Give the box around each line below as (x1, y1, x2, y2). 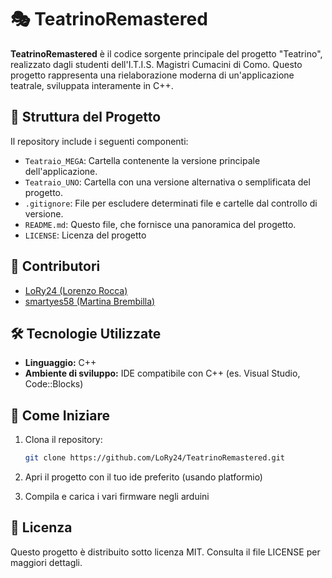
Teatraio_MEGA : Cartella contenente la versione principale (24, 154, 261, 166)
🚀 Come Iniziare (10, 407, 110, 424)
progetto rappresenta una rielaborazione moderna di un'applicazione (10, 69, 295, 81)
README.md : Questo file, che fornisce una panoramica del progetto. (24, 218, 297, 230)
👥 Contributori (10, 258, 101, 275)
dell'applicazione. (24, 165, 98, 177)
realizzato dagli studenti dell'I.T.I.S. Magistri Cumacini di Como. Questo (10, 58, 303, 70)
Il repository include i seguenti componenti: (10, 135, 189, 147)
